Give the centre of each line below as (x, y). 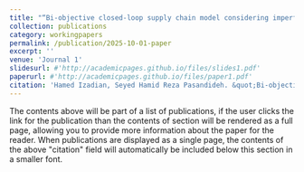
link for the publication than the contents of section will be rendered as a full (151, 120)
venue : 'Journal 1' (46, 60)
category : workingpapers (56, 34)
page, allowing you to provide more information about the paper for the (142, 130)
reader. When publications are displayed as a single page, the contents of (147, 139)
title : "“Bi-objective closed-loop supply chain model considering (139, 18)
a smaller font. (36, 158)
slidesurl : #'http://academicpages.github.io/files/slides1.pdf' (135, 69)
